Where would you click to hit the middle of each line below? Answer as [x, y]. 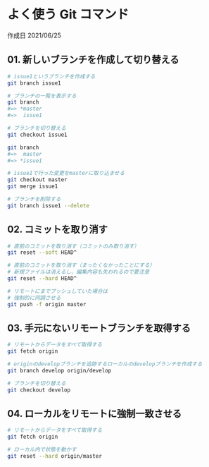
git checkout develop [39, 390]
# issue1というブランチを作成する [51, 76]
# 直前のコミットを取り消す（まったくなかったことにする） [81, 265]
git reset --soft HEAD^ [42, 253]
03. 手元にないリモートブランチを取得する [99, 328]
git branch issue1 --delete [49, 205]
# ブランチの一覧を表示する [42, 96]
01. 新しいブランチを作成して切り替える [93, 60]
